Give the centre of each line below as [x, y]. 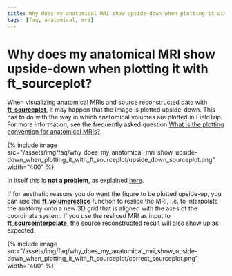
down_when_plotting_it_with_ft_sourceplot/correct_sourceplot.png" [103, 259]
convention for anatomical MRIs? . [55, 132]
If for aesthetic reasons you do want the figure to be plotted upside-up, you [115, 194]
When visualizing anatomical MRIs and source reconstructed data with [107, 102]
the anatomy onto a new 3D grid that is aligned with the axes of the [103, 208]
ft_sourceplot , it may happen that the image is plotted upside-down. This [111, 110]
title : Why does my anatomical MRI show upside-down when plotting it [111, 13]
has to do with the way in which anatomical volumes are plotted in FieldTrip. [115, 117]
